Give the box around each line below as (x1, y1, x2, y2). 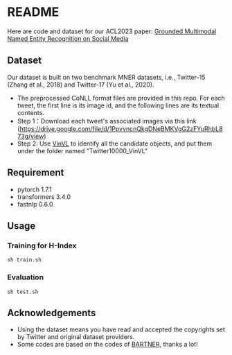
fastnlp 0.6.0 (17, 200, 53, 208)
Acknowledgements (7, 306, 96, 319)
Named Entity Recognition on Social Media (7, 34, 130, 42)
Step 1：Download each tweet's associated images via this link (17, 116, 197, 125)
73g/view (17, 132, 44, 140)
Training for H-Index (7, 241, 77, 250)
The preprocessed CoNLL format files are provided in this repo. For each (17, 94, 225, 102)
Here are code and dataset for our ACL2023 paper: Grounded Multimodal (7, 27, 217, 35)
